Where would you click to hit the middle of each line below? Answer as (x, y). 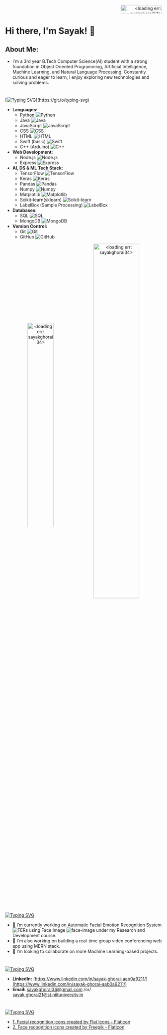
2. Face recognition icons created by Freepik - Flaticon (68, 1027)
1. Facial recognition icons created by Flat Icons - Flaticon (71, 1022)
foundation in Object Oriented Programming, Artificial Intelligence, (80, 67)
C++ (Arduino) (35, 147)
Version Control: (30, 226)
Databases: (25, 210)
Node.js (28, 158)
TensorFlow (32, 173)
